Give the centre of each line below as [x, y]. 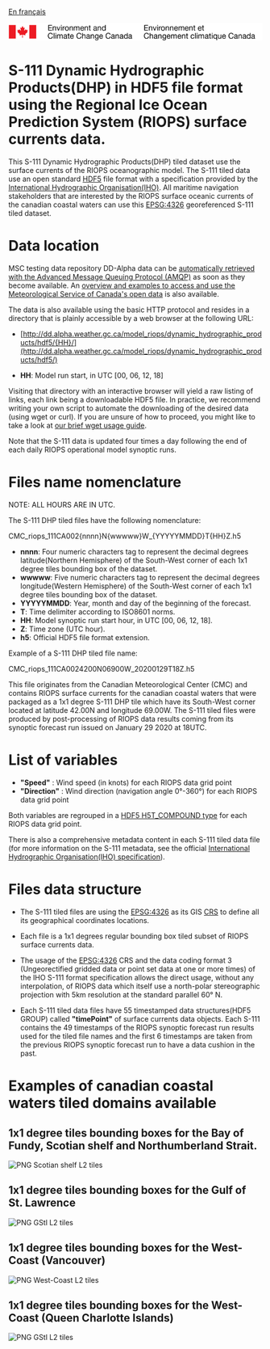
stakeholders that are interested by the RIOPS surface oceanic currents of [131, 196]
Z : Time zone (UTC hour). [62, 629]
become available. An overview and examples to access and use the [122, 285]
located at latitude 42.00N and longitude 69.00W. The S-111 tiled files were [132, 710]
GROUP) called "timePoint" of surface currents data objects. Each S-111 [140, 1018]
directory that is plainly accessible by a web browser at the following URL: [131, 318]
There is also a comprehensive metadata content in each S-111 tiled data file [134, 840]
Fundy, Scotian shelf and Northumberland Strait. [133, 1146]
